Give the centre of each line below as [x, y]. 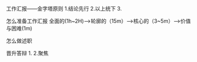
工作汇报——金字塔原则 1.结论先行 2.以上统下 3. [64, 8]
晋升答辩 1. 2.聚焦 [28, 53]
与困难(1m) [19, 28]
